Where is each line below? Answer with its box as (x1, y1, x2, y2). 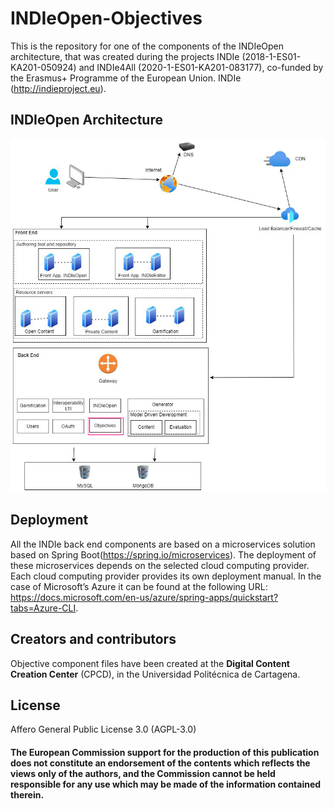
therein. (10, 789, 45, 801)
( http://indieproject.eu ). (10, 82, 107, 94)
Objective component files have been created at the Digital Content (10, 657, 290, 669)
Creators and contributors (10, 631, 177, 648)
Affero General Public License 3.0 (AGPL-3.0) (10, 723, 197, 736)
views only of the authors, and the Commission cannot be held (10, 768, 276, 780)
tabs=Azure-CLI (10, 602, 77, 614)
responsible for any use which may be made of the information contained (10, 778, 322, 791)
